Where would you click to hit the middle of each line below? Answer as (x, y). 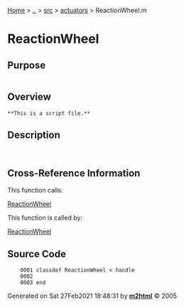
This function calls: (35, 190)
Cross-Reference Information (74, 173)
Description (34, 135)
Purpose (27, 65)
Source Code (37, 254)
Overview (29, 97)
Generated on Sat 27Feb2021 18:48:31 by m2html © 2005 (92, 296)
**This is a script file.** (49, 113)
